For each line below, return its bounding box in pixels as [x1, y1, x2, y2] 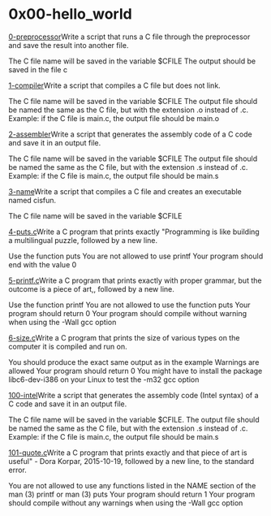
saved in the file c [8, 64, 67, 74]
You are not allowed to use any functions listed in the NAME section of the [8, 480, 256, 490]
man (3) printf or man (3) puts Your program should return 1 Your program [8, 489, 256, 499]
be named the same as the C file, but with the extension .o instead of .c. [8, 105, 249, 115]
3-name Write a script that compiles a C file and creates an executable [8, 186, 242, 196]
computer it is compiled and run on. [8, 341, 127, 351]
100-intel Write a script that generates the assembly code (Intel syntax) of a [8, 390, 259, 400]
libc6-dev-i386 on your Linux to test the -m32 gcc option [8, 375, 200, 384]
